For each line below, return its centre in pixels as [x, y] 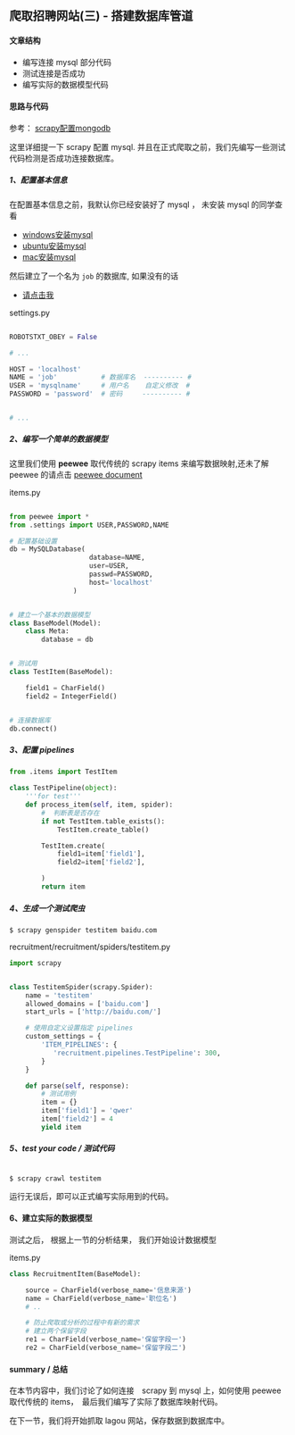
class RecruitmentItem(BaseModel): [75, 1274]
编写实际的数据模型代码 [65, 84]
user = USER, [109, 566]
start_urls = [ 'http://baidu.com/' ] [94, 1012]
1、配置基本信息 [39, 180]
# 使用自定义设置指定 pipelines [79, 1028]
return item [64, 887]
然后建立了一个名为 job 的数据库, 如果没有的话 [94, 276]
